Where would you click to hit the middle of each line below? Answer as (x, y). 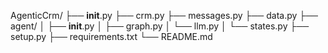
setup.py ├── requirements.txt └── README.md (111, 36)
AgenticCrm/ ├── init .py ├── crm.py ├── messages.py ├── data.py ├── (164, 15)
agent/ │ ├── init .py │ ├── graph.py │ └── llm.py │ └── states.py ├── (160, 26)
